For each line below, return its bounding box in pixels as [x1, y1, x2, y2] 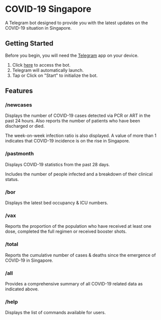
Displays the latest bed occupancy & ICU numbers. [5, 200, 108, 206]
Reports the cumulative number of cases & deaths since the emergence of [5, 252, 156, 258]
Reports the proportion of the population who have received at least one [5, 223, 152, 229]
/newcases [5, 102, 32, 108]
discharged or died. [5, 123, 45, 129]
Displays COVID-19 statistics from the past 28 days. [5, 161, 110, 167]
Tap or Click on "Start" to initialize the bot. [12, 72, 98, 78]
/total [5, 241, 19, 248]
